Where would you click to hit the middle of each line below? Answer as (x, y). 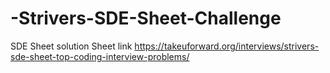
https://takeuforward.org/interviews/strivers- (227, 46)
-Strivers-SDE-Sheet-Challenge (146, 18)
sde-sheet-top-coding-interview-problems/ (100, 56)
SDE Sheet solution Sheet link (71, 46)
